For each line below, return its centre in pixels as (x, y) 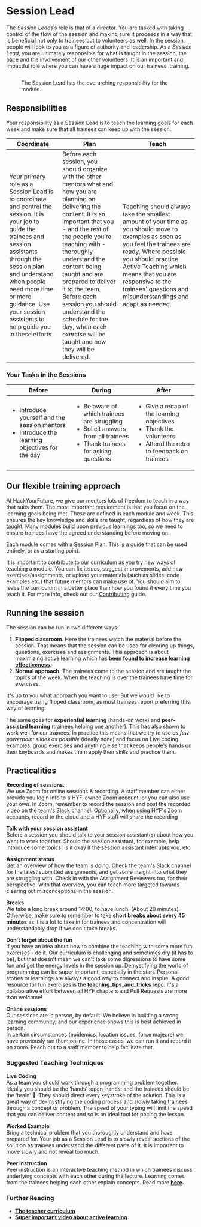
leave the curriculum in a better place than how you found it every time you (99, 587)
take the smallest (146, 214)
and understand (31, 274)
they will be (78, 349)
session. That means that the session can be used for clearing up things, (104, 645)
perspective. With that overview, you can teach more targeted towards (93, 885)
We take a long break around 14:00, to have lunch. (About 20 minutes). (93, 909)
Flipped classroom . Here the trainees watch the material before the (98, 639)
